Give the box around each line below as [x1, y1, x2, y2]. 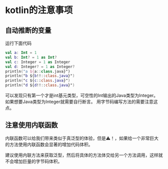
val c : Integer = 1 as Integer [5, 59, 70, 64]
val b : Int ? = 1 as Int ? [5, 54, 57, 60]
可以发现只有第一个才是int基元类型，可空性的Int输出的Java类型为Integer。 [5, 92, 158, 98]
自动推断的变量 [5, 26, 51, 34]
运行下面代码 [5, 40, 31, 46]
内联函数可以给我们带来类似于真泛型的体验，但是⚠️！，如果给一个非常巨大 [5, 135, 159, 141]
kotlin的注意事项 [5, 4, 73, 16]
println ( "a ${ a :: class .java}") [5, 68, 70, 74]
